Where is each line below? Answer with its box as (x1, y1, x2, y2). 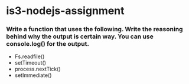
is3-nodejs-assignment (6, 4, 125, 18)
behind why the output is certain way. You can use (6, 32, 154, 41)
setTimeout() (14, 59, 46, 66)
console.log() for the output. (6, 40, 90, 48)
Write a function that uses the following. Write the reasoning (6, 25, 183, 33)
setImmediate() (14, 72, 52, 79)
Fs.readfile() (14, 53, 45, 60)
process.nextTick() (14, 66, 61, 73)
